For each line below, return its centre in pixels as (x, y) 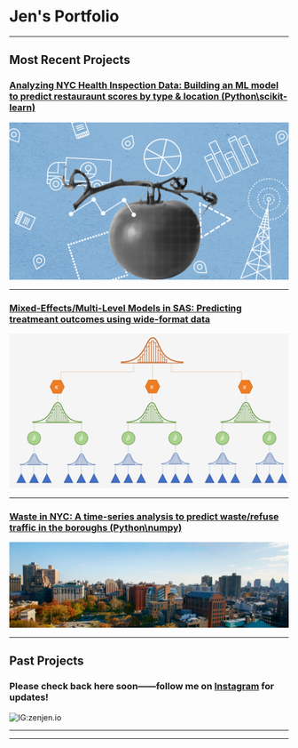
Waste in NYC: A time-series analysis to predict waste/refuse (144, 516)
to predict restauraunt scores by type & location (114, 97)
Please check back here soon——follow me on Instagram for (142, 687)
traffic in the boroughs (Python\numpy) (96, 527)
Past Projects (47, 661)
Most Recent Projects (70, 60)
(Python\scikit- (255, 97)
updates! (29, 697)
